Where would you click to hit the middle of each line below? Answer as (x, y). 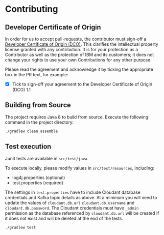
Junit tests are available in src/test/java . (47, 158)
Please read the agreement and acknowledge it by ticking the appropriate (79, 69)
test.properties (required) (38, 182)
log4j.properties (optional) (38, 177)
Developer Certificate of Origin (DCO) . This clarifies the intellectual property (82, 44)
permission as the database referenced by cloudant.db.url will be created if (82, 213)
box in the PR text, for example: (37, 74)
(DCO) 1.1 (21, 90)
